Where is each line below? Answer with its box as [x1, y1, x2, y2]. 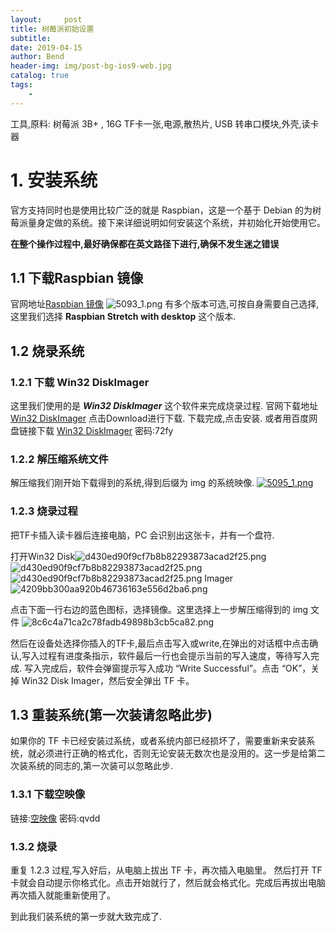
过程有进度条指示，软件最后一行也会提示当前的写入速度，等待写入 [39, 649, 312, 661]
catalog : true [10, 71, 70, 81]
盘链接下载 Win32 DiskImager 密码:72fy [10, 425, 174, 437]
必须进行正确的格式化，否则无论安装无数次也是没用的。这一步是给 [36, 747, 308, 760]
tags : [10, 80, 33, 90]
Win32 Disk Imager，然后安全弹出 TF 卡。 [21, 674, 195, 686]
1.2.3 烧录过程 [10, 504, 78, 518]
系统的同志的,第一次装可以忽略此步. [27, 760, 174, 772]
